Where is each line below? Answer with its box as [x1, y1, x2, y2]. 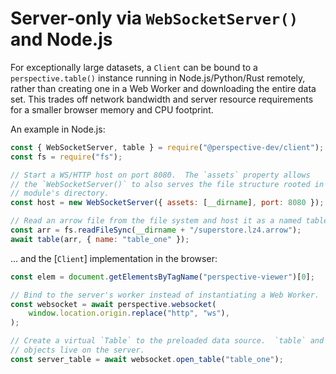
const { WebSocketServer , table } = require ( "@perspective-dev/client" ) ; [10, 142, 325, 152]
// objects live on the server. [10, 345, 145, 356]
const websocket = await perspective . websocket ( [10, 299, 217, 309]
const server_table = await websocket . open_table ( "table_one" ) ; [10, 354, 284, 364]
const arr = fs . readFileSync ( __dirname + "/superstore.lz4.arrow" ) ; [10, 225, 302, 236]
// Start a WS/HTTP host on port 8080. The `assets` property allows [10, 170, 311, 180]
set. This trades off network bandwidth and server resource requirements [10, 93, 314, 105]
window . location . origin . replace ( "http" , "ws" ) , [28, 308, 230, 319]
